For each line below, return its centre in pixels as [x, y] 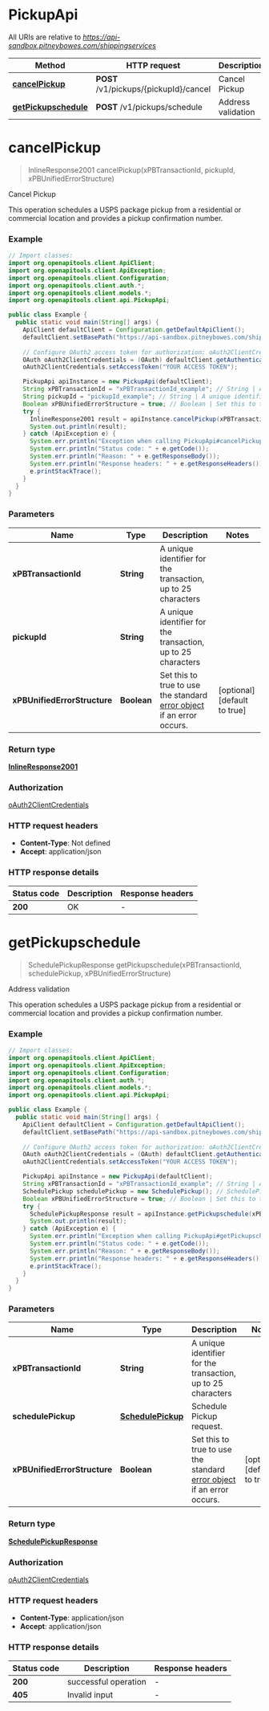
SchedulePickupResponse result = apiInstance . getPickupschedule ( [141, 1214]
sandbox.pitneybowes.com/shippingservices [82, 45]
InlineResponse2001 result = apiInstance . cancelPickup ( [124, 419]
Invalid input [90, 1694]
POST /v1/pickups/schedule [149, 107]
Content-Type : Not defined [65, 843]
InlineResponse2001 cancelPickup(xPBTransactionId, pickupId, [132, 169]
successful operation [106, 1681]
